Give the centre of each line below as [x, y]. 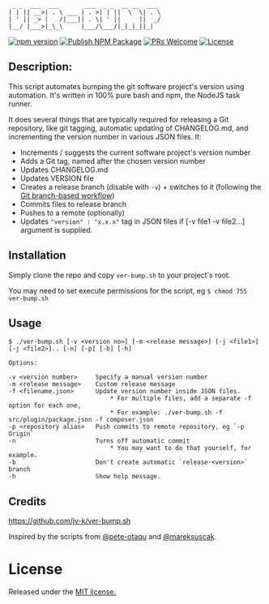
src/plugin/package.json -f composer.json [81, 420]
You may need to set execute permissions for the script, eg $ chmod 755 [128, 290]
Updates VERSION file [57, 178]
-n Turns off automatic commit [99, 441]
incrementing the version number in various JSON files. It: [105, 136]
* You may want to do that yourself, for [181, 448]
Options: [23, 363]
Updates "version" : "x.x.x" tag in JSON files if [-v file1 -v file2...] [132, 221]
